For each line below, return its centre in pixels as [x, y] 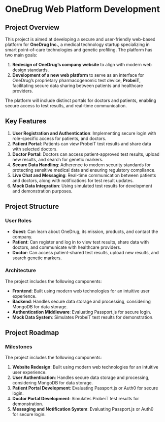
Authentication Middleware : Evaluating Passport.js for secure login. [82, 312]
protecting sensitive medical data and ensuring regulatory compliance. [84, 170]
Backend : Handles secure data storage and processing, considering [82, 301]
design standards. [31, 70]
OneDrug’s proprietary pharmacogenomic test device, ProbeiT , [76, 80]
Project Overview [32, 27]
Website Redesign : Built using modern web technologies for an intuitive [85, 367]
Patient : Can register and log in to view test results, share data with [81, 242]
